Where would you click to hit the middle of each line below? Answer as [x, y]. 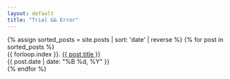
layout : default [30, 13]
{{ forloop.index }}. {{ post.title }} [54, 54]
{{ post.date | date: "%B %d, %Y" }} [58, 61]
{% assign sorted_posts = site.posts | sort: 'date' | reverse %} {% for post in [115, 39]
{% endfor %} [27, 69]
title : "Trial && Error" [43, 20]
